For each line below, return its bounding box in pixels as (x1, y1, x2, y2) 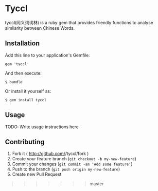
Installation (5, 39, 40, 48)
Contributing (5, 137, 45, 146)
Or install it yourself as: (5, 88, 51, 94)
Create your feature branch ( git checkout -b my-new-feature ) (12, 156, 137, 162)
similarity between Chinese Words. (5, 25, 75, 31)
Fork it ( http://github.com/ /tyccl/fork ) (12, 151, 89, 156)
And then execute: (5, 70, 42, 76)
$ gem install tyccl (5, 97, 47, 102)
